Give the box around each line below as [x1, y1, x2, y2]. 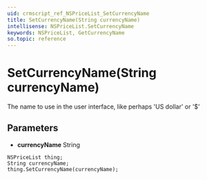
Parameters [7, 122, 59, 134]
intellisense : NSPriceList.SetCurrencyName [7, 23, 135, 30]
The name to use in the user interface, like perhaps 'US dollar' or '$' [7, 102, 200, 111]
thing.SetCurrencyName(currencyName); [7, 166, 119, 172]
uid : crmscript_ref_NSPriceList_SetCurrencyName [7, 10, 150, 17]
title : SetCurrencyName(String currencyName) [7, 16, 140, 23]
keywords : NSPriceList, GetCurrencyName [7, 29, 126, 36]
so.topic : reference [7, 36, 67, 43]
